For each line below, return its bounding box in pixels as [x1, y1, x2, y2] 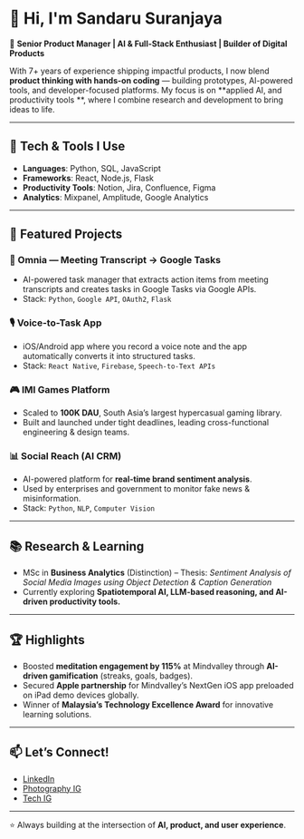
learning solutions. [22, 708, 92, 719]
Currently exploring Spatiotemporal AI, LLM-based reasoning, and [22, 587, 274, 598]
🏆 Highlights [9, 632, 85, 648]
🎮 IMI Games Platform [9, 383, 110, 395]
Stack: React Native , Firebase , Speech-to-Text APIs [22, 360, 216, 371]
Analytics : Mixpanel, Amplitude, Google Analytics [22, 191, 209, 202]
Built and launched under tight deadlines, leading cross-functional [22, 417, 270, 428]
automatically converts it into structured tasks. [22, 350, 196, 361]
